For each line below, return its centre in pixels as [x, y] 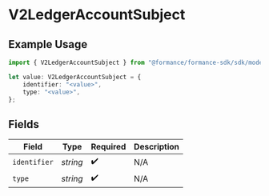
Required [108, 147]
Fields [24, 124]
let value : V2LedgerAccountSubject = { [75, 77]
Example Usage [48, 44]
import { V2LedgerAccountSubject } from [77, 62]
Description [157, 147]
